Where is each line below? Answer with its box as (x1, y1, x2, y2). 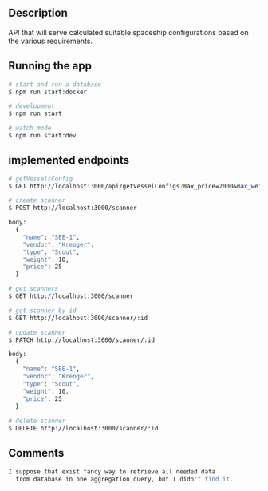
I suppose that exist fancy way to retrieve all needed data (8, 467, 216, 476)
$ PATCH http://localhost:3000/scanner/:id (8, 335, 156, 344)
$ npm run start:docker (8, 88, 88, 96)
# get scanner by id (8, 307, 77, 315)
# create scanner (8, 196, 66, 204)
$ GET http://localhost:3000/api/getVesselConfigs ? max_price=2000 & (8, 182, 238, 190)
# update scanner (8, 328, 66, 336)
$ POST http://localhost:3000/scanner (8, 204, 137, 212)
